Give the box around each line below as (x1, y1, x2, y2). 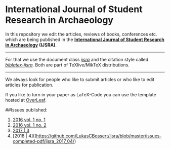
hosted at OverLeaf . (5, 97, 47, 103)
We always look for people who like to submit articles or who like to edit (5, 76, 155, 82)
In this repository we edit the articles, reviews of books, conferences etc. (5, 31, 157, 37)
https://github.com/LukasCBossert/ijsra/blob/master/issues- (36, 133, 162, 139)
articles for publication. (5, 82, 54, 88)
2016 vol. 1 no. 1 (12, 117, 46, 123)
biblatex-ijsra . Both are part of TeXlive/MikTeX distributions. (5, 62, 130, 68)
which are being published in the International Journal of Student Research (5, 36, 164, 43)
